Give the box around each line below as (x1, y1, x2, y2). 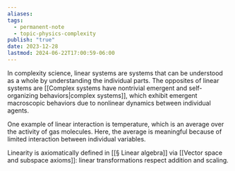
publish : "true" (7, 37, 55, 44)
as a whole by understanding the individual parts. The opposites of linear (7, 76, 219, 84)
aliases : (7, 10, 33, 18)
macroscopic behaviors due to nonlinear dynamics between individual (7, 99, 212, 107)
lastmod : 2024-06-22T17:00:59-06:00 (7, 50, 115, 57)
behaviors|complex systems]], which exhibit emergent (40, 91, 198, 99)
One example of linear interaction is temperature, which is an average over (7, 120, 224, 128)
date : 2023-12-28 (7, 43, 59, 50)
